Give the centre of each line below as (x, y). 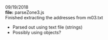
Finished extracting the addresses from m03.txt (54, 18)
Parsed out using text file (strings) (47, 27)
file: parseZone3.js (25, 12)
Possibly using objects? (37, 32)
